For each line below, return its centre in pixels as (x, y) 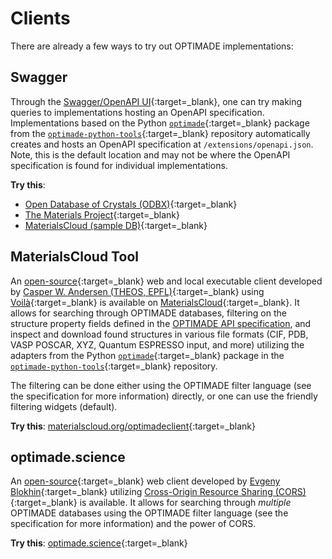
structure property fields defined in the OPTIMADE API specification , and (161, 323)
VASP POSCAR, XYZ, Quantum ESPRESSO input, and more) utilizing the (157, 344)
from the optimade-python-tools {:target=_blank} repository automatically (160, 133)
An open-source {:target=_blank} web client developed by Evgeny (145, 481)
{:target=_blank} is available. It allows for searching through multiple (151, 503)
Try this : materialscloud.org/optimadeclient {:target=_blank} (133, 426)
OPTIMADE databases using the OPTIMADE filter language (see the (149, 513)
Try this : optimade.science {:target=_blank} (99, 543)
